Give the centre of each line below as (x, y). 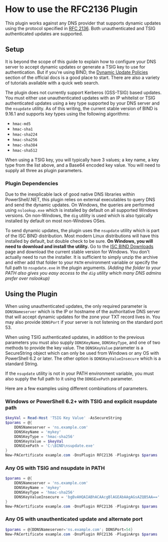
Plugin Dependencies (32, 183)
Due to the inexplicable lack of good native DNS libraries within (70, 194)
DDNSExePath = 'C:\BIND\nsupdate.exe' (54, 446)
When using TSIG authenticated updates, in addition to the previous (75, 337)
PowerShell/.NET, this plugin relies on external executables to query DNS (80, 200)
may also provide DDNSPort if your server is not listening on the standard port (84, 322)
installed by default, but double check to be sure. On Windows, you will (79, 241)
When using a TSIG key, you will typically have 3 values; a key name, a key (82, 160)
